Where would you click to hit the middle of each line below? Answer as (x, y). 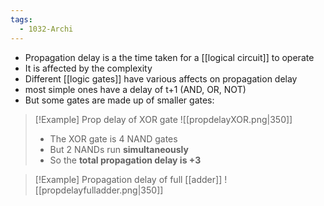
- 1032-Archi (46, 29)
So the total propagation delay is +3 (125, 160)
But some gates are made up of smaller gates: (119, 100)
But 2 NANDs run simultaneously (119, 149)
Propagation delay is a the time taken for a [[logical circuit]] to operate (169, 57)
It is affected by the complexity (88, 68)
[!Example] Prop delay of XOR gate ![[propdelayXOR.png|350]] (163, 119)
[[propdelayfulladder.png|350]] (99, 190)
